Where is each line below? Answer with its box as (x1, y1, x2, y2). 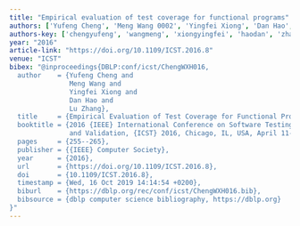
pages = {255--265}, (17, 137, 110, 146)
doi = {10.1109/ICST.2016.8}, (17, 170, 154, 179)
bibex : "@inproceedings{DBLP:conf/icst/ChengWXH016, (9, 63, 210, 72)
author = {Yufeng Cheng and (17, 71, 134, 80)
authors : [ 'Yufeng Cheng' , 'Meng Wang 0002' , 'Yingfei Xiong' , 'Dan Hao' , (9, 21, 294, 30)
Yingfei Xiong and (69, 87, 138, 96)
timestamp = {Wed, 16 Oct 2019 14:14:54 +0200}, (17, 179, 202, 188)
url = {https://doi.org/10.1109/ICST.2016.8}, (17, 162, 218, 171)
